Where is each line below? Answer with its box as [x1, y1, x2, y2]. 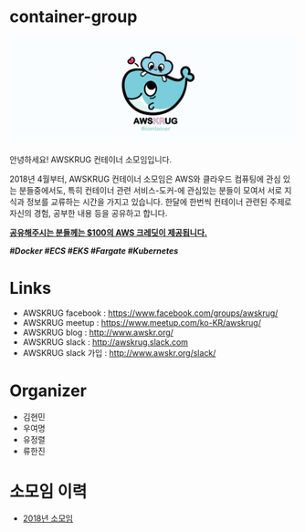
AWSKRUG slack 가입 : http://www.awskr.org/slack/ [22, 348, 216, 359]
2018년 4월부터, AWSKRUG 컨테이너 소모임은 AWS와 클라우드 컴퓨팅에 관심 [9, 173, 281, 184]
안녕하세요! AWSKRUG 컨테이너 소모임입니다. [9, 154, 172, 165]
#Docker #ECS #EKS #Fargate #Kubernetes [9, 245, 179, 256]
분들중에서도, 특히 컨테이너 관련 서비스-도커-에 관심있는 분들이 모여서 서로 [18, 185, 283, 196]
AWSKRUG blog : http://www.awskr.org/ [22, 327, 174, 339]
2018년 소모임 [22, 513, 73, 524]
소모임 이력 [9, 481, 88, 502]
